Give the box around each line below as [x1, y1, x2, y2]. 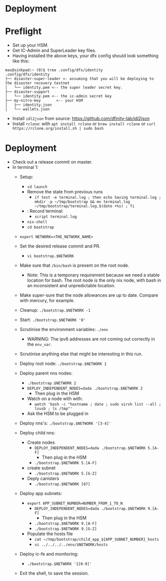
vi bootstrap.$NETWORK [27, 254, 74, 259]
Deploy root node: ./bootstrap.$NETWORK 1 [19, 361, 107, 367]
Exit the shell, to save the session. [19, 570, 89, 577]
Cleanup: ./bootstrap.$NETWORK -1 [19, 307, 91, 313]
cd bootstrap [27, 225, 55, 230]
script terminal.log [34, 214, 77, 219]
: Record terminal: [27, 208, 63, 214]
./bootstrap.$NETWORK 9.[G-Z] [34, 526, 97, 532]
